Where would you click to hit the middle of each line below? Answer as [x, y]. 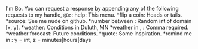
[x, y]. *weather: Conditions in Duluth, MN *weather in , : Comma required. [97, 27]
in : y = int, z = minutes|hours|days [48, 40]
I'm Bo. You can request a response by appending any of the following [92, 9]
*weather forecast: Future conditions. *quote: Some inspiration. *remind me [99, 34]
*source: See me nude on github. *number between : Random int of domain [99, 21]
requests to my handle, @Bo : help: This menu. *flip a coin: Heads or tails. [94, 15]
